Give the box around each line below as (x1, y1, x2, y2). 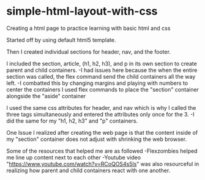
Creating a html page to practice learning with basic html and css (6, 24, 171, 32)
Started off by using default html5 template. (6, 36, 116, 43)
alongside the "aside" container (6, 92, 86, 99)
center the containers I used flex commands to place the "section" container (6, 85, 199, 93)
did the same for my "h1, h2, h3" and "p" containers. (6, 117, 138, 124)
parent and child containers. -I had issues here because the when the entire (6, 66, 198, 74)
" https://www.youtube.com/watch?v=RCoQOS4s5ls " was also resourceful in (6, 160, 199, 167)
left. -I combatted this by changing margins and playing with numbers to (6, 79, 188, 87)
